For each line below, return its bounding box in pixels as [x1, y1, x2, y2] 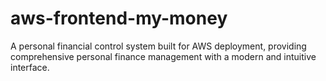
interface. [10, 61, 50, 73]
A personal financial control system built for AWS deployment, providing [10, 40, 307, 52]
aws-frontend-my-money [10, 7, 228, 30]
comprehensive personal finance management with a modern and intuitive [10, 50, 317, 62]
